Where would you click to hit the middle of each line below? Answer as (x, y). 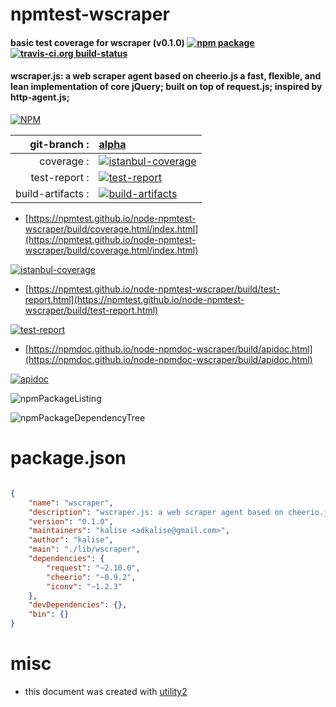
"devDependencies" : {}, (78, 605)
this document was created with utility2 (106, 691)
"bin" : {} (49, 614)
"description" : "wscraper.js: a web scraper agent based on (156, 512)
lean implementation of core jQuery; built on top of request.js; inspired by (166, 87)
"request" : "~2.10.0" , (93, 568)
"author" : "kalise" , (71, 540)
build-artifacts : (52, 193)
